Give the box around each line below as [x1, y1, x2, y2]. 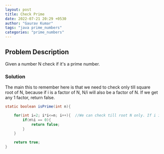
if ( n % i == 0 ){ [22, 117, 51, 122]
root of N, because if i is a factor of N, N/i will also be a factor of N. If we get [5, 89, 158, 95]
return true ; [14, 140, 41, 145]
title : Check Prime [5, 12, 45, 17]
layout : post [5, 7, 32, 12]
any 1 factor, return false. [5, 95, 55, 101]
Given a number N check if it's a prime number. [5, 61, 100, 66]
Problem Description [5, 48, 69, 56]
